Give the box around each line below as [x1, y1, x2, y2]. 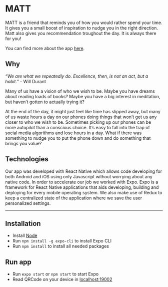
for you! [5, 36, 21, 42]
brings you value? [5, 140, 42, 146]
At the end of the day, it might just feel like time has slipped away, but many [5, 108, 161, 114]
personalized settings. [5, 200, 51, 206]
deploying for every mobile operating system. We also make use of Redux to [5, 189, 162, 195]
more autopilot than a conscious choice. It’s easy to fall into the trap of [5, 124, 150, 130]
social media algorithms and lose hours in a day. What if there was [5, 130, 142, 136]
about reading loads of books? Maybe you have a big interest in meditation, [5, 93, 160, 99]
